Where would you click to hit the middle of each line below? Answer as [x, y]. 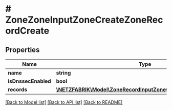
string [63, 73]
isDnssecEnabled [29, 81]
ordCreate [27, 31]
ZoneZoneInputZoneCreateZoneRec [84, 20]
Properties [23, 50]
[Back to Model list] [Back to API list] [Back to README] [64, 102]
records [18, 89]
